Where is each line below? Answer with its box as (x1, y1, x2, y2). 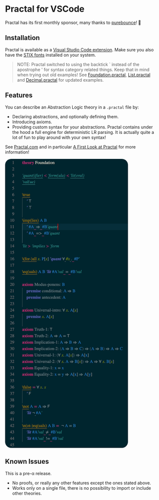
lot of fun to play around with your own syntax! (12, 134, 106, 140)
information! (5, 149, 30, 155)
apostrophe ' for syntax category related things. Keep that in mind (17, 66, 150, 72)
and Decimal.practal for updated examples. (17, 77, 104, 83)
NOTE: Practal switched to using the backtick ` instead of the (17, 61, 140, 67)
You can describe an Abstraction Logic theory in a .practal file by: (5, 104, 139, 110)
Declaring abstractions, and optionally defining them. (12, 113, 119, 119)
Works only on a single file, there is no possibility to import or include (12, 485, 151, 491)
